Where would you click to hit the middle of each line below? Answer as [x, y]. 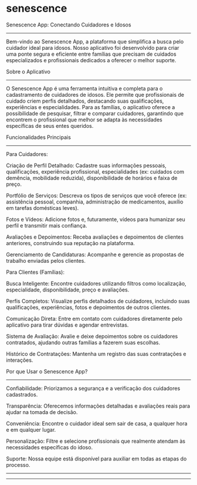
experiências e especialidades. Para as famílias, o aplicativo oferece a [91, 107]
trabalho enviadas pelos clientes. [46, 260]
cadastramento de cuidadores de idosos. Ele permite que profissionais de [95, 94]
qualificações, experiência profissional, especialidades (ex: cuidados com [95, 171]
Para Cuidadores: [27, 154]
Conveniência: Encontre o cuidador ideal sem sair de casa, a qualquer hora [97, 423]
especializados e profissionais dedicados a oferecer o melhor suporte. [91, 60]
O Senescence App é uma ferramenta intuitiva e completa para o [84, 88]
